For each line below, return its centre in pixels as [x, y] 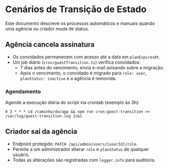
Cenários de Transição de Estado [76, 9]
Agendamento [23, 91]
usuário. [21, 154]
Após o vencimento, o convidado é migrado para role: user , [83, 73]
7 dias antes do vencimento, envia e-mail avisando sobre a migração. [92, 67]
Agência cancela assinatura [50, 45]
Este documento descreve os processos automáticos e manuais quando [80, 23]
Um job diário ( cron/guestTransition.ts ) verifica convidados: [76, 62]
